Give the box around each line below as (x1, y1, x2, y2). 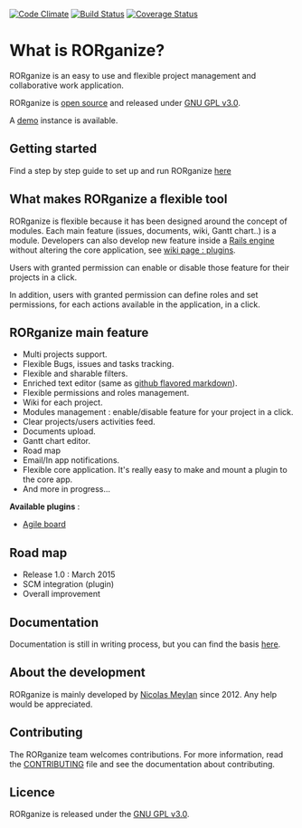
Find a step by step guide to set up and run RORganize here (9, 165, 232, 176)
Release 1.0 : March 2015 (22, 569, 116, 580)
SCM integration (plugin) (22, 579, 115, 590)
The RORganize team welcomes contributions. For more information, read (9, 748, 284, 760)
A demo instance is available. (9, 114, 118, 126)
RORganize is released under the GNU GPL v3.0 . (9, 809, 190, 820)
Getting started (9, 141, 98, 157)
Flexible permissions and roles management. (22, 388, 190, 399)
